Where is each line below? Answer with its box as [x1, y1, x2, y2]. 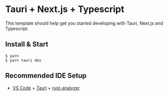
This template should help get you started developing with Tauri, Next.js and [5, 20, 163, 26]
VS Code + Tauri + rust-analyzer [12, 84, 80, 91]
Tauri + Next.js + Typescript [5, 4, 125, 15]
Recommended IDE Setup [5, 71, 87, 80]
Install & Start [5, 40, 49, 49]
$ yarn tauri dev [5, 58, 42, 63]
